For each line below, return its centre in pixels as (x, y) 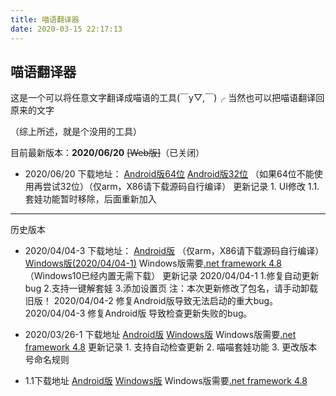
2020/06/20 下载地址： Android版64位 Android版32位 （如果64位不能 (169, 174)
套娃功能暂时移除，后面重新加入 (90, 199)
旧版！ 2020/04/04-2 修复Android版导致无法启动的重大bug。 (151, 301)
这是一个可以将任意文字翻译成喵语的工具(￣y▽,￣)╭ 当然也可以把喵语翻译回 (167, 98)
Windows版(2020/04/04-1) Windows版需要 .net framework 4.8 (153, 263)
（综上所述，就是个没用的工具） (76, 132)
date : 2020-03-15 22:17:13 (66, 29)
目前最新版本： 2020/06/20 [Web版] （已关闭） (107, 153)
